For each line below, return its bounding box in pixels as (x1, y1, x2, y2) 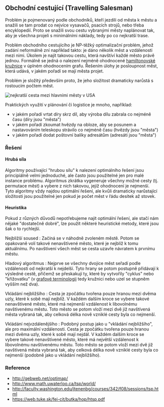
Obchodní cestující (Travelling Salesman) (5, 4, 133, 12)
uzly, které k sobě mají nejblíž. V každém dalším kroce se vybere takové (5, 296, 150, 302)
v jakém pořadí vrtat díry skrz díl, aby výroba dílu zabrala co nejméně (12, 111, 151, 117)
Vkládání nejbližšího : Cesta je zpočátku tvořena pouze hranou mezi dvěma (5, 291, 156, 297)
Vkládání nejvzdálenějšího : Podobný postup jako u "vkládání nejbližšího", (5, 321, 153, 327)
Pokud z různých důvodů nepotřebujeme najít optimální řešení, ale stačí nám (5, 215, 159, 221)
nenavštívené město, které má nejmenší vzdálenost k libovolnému (5, 301, 138, 307)
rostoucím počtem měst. (5, 83, 54, 89)
